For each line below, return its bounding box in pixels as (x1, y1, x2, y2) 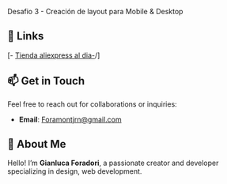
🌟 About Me (7, 137, 66, 151)
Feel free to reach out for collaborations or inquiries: (7, 99, 177, 109)
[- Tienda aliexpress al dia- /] (7, 51, 100, 60)
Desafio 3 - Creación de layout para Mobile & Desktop (7, 7, 183, 16)
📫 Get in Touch (7, 74, 85, 88)
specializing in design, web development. (7, 167, 142, 176)
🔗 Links (7, 29, 44, 43)
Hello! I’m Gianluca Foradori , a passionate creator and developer (7, 158, 219, 168)
